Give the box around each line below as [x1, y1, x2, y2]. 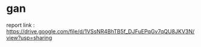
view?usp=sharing [6, 34, 53, 41]
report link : [6, 21, 35, 29]
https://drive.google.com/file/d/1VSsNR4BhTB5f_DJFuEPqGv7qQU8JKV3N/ [6, 27, 195, 35]
